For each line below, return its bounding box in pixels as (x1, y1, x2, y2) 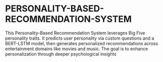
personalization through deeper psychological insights (5, 51, 117, 57)
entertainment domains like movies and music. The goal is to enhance (5, 46, 148, 52)
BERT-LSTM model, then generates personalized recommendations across (5, 40, 158, 46)
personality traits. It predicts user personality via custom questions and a (5, 35, 155, 41)
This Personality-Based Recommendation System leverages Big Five (5, 30, 145, 36)
